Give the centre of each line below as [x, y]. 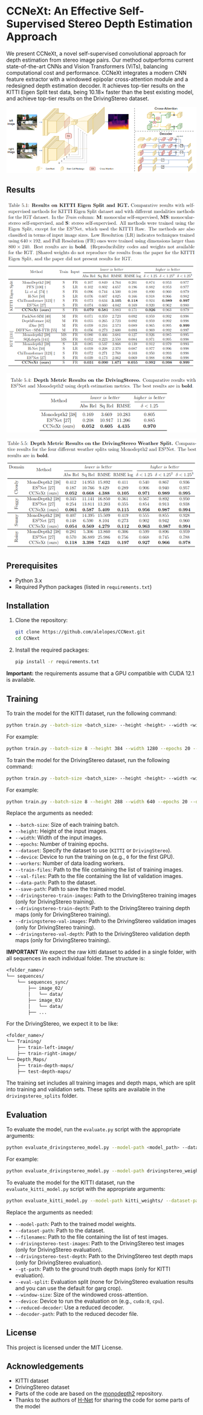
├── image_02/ [46, 989]
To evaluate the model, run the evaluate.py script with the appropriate [94, 1129]
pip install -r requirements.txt [57, 662]
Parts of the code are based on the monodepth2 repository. [89, 1394]
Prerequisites [32, 566]
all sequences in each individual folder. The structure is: [76, 958]
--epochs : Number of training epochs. [62, 844]
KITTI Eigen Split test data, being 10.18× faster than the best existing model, [100, 92]
